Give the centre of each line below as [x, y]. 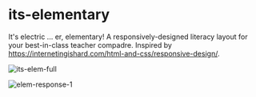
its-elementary [59, 15]
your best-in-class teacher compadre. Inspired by [90, 45]
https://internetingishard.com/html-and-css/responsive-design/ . [114, 53]
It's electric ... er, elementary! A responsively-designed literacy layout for [128, 37]
